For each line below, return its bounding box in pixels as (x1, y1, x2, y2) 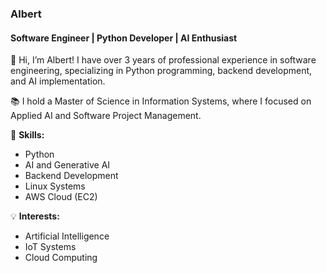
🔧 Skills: (10, 129, 45, 141)
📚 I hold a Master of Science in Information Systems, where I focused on (10, 95, 312, 107)
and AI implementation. (10, 75, 106, 87)
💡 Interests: (10, 210, 60, 222)
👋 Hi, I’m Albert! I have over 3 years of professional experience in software (10, 54, 317, 66)
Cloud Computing (24, 252, 98, 264)
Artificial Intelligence (24, 230, 110, 242)
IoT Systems (24, 241, 77, 253)
